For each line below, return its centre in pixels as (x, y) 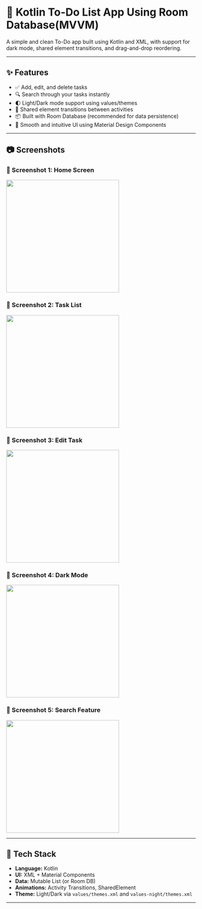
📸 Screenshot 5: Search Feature (54, 710)
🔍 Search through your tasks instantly (62, 94)
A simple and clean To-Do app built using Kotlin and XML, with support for (98, 41)
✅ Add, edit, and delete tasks (51, 87)
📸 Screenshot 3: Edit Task (44, 440)
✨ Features (27, 72)
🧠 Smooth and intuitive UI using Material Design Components (90, 124)
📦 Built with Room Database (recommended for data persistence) (97, 116)
